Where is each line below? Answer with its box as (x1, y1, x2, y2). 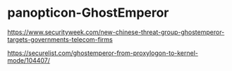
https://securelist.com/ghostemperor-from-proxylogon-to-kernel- (7, 49, 199, 57)
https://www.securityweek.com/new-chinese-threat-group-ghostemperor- (7, 28, 225, 36)
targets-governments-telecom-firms (7, 35, 113, 43)
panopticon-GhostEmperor (7, 5, 169, 21)
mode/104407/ (7, 56, 51, 64)
